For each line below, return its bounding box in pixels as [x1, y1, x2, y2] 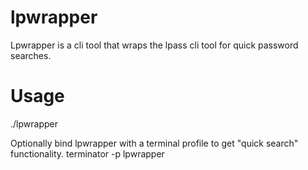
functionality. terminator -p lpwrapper [10, 147, 165, 160]
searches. [10, 49, 52, 61]
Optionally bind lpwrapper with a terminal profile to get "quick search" [10, 137, 299, 149]
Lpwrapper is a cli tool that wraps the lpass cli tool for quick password [10, 39, 299, 51]
